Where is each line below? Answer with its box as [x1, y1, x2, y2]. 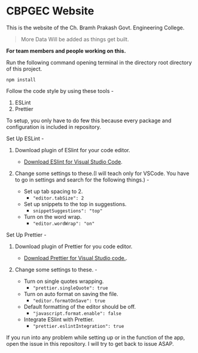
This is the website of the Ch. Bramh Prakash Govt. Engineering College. [6, 24, 185, 31]
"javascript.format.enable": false [32, 310, 121, 316]
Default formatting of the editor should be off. [23, 303, 136, 310]
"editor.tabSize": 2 [32, 195, 84, 201]
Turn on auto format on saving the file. [23, 290, 118, 297]
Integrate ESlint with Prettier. [23, 316, 95, 323]
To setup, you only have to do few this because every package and [6, 117, 172, 124]
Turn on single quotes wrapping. [23, 277, 104, 285]
